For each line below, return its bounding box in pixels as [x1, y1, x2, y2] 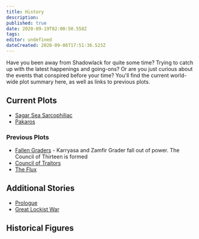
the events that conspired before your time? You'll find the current [6, 72, 169, 79]
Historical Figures [6, 223, 74, 234]
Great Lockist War [14, 205, 60, 213]
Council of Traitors [14, 159, 61, 166]
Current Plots [6, 96, 58, 106]
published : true [6, 20, 47, 26]
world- [170, 72, 187, 79]
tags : [6, 31, 20, 37]
